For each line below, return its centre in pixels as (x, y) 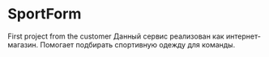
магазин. (23, 44)
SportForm (45, 14)
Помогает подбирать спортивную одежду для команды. (138, 44)
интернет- (243, 36)
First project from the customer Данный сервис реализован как (116, 36)
